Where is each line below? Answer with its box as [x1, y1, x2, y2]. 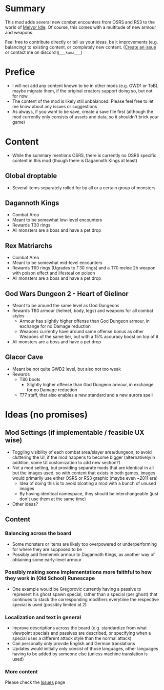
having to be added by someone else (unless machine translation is [12, 651, 148, 657]
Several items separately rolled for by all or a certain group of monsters [12, 184, 156, 191]
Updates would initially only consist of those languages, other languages [12, 646, 159, 652]
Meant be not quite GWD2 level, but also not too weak [12, 366, 121, 372]
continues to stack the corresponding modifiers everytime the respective [12, 596, 159, 602]
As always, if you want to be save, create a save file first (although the [12, 109, 154, 114]
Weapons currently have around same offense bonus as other [19, 329, 144, 334]
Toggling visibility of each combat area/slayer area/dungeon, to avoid [12, 449, 152, 455]
